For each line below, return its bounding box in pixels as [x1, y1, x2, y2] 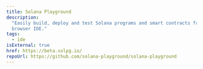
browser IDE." [11, 25, 47, 32]
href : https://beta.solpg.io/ [6, 48, 83, 54]
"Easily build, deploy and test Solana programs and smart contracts [11, 20, 190, 26]
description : [6, 14, 39, 20]
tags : [6, 31, 20, 37]
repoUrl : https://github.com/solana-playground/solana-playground [6, 53, 177, 59]
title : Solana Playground [6, 8, 71, 15]
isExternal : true [6, 43, 50, 49]
